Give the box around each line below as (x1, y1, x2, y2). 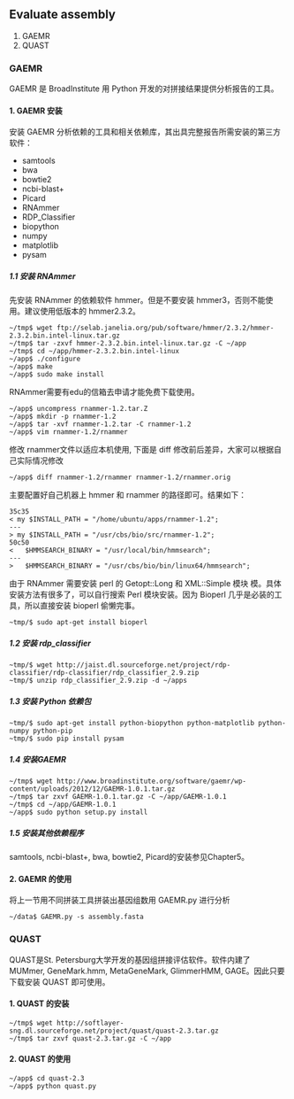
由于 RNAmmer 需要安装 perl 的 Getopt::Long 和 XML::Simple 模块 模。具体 (9, 578, 283, 589)
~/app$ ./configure (9, 354, 81, 364)
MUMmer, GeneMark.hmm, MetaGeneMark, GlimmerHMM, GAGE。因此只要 (9, 965, 285, 976)
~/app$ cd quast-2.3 (9, 1074, 86, 1083)
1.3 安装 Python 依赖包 (9, 695, 92, 707)
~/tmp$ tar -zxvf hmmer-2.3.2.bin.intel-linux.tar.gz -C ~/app (9, 339, 247, 348)
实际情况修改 (16, 455, 64, 466)
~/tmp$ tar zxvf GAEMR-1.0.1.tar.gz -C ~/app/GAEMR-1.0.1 (9, 793, 227, 801)
